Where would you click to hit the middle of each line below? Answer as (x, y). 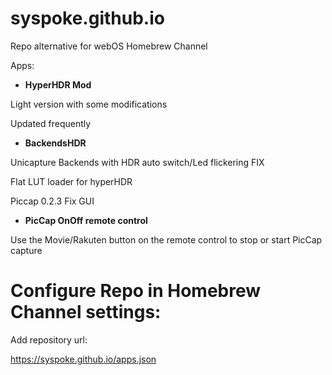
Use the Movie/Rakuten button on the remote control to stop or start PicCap (166, 239)
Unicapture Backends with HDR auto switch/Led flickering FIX (137, 162)
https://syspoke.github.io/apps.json (83, 359)
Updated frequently (51, 123)
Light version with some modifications (89, 104)
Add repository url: (49, 339)
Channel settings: (86, 312)
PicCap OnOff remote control (86, 220)
